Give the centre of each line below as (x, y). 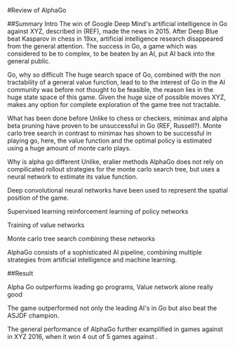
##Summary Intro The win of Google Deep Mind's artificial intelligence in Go (117, 24)
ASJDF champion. (33, 315)
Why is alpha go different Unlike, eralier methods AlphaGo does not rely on (115, 162)
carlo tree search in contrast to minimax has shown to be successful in (109, 133)
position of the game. (38, 198)
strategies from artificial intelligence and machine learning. (92, 260)
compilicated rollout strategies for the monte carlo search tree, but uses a (114, 169)
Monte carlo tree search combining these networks (81, 239)
